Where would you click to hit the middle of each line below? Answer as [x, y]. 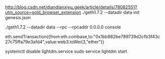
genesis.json [18, 17]
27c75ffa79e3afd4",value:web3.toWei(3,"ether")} [55, 42]
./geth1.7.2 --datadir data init [111, 12]
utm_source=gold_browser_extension [43, 12]
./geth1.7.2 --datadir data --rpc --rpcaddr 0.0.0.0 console [63, 27]
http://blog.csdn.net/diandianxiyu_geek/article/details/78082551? [71, 7]
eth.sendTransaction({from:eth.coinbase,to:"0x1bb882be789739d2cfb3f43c [82, 37]
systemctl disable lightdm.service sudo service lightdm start [66, 51]
